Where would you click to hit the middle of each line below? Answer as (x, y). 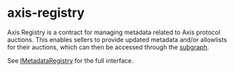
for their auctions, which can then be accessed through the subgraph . (108, 47)
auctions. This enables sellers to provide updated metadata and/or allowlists (117, 39)
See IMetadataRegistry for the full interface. (70, 60)
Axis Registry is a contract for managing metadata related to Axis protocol (114, 32)
